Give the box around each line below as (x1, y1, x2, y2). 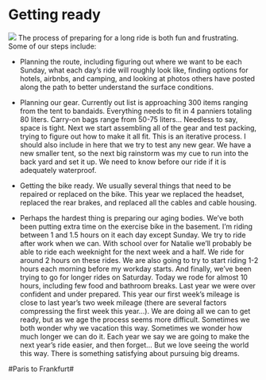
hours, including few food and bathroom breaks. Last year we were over (19, 280, 256, 290)
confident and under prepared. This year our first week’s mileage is (19, 289, 241, 299)
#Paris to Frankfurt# (8, 364, 74, 374)
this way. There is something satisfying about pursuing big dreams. (19, 348, 240, 358)
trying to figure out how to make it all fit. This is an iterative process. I (19, 131, 246, 141)
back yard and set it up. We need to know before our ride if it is (19, 157, 226, 166)
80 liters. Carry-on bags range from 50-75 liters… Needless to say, (19, 114, 238, 124)
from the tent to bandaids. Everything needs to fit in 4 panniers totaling (19, 106, 253, 116)
